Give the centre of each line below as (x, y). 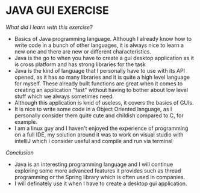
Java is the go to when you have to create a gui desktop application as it (104, 58)
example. (26, 121)
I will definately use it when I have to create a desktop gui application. (101, 183)
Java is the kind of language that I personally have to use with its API (99, 70)
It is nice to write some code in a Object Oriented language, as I (93, 109)
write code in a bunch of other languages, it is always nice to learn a (99, 45)
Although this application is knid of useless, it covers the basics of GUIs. (104, 102)
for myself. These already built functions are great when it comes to (98, 83)
